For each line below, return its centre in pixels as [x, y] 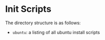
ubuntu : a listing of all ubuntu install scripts [56, 32]
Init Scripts [28, 9]
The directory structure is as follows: [43, 23]
